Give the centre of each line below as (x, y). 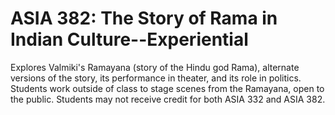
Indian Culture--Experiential (129, 39)
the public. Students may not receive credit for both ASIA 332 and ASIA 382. (168, 99)
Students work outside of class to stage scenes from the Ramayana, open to (167, 88)
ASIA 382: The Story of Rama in (144, 18)
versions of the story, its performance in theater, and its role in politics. (156, 78)
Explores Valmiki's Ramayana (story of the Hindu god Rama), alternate (155, 67)
